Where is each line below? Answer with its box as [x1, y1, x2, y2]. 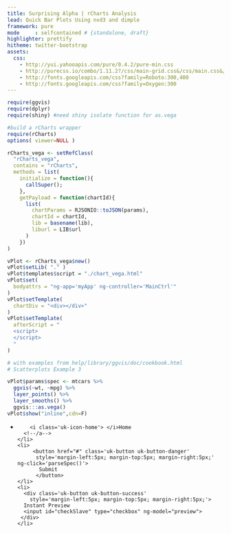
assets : [7, 49, 30, 56]
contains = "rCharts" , [13, 162, 78, 169]
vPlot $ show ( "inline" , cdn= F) [7, 410, 88, 417]
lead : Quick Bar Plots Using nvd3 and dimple [7, 16, 140, 23]
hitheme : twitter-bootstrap [7, 42, 88, 49]
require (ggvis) [7, 99, 51, 106]
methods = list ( [13, 169, 60, 176]
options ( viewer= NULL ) [7, 137, 76, 144]
